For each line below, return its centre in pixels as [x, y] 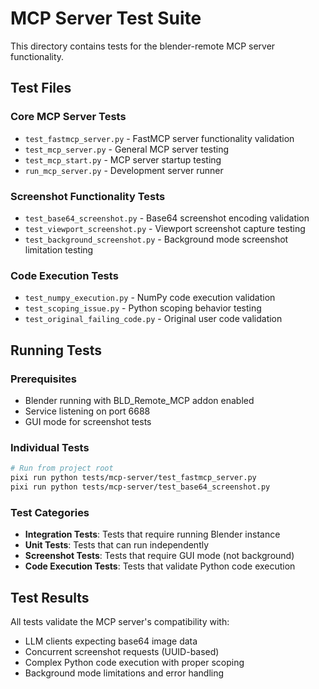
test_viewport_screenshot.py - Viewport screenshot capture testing [165, 228]
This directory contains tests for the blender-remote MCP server [143, 46]
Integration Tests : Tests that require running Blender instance [152, 534]
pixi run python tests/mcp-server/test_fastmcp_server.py [133, 478]
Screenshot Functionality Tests [88, 196]
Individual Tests [50, 447]
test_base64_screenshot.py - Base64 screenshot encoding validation [167, 218]
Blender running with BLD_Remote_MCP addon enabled [139, 400]
